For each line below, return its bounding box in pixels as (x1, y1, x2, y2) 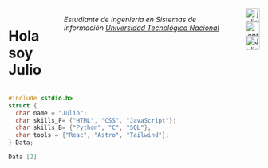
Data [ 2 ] (8, 153, 37, 162)
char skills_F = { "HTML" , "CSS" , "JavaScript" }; (15, 116, 177, 124)
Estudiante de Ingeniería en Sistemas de (63, 15, 197, 24)
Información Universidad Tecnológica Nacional (63, 23, 219, 33)
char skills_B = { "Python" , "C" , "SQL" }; (15, 123, 152, 132)
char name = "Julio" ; (15, 109, 88, 117)
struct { (8, 101, 37, 110)
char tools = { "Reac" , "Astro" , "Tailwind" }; (15, 131, 170, 139)
